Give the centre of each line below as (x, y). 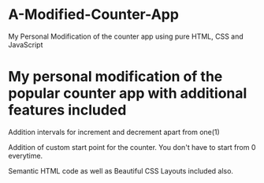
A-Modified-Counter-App (94, 15)
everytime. (26, 155)
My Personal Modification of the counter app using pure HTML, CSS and (126, 36)
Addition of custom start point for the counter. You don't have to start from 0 (132, 147)
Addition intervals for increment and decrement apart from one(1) (114, 132)
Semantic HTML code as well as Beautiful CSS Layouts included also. (121, 170)
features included (67, 110)
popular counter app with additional (128, 93)
